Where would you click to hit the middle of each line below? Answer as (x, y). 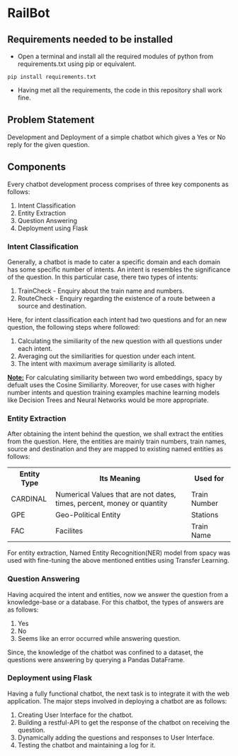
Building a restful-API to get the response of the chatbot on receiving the (124, 722)
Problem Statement (51, 120)
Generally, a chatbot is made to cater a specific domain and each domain (114, 261)
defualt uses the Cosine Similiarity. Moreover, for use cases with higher (111, 384)
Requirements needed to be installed (90, 39)
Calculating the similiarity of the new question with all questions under (120, 341)
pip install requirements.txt (52, 77)
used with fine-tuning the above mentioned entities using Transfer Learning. (118, 561)
